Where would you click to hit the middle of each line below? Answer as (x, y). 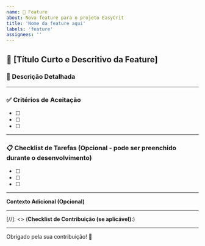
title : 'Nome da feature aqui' (46, 23)
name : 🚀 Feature (27, 12)
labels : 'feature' (30, 29)
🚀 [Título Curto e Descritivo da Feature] (82, 60)
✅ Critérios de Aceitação (44, 99)
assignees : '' (24, 35)
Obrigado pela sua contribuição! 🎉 (49, 237)
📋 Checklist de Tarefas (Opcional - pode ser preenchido (92, 148)
